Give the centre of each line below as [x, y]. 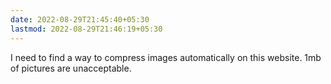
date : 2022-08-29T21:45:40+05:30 [80, 19]
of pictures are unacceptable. [71, 68]
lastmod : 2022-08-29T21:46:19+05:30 [86, 29]
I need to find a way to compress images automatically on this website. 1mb [166, 57]
